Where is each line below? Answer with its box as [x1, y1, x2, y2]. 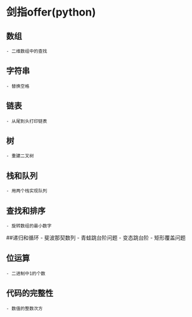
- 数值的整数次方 [6, 305, 43, 312]
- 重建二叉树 [6, 153, 34, 159]
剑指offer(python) [6, 5, 97, 19]
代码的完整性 [6, 288, 54, 299]
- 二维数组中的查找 [6, 48, 48, 54]
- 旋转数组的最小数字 [6, 223, 52, 229]
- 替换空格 [6, 83, 30, 89]
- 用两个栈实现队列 [6, 188, 48, 194]
